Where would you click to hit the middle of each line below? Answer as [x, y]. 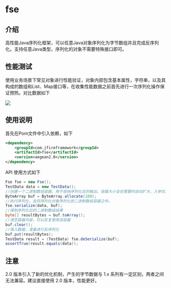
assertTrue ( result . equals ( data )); [42, 244]
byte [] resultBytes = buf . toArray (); [45, 215]
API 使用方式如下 [23, 172]
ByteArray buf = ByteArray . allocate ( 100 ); [51, 196]
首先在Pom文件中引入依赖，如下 [39, 133]
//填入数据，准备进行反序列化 [32, 229]
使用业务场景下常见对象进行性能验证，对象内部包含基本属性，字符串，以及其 [85, 80]
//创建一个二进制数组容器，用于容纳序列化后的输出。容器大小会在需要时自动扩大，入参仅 [85, 191]
